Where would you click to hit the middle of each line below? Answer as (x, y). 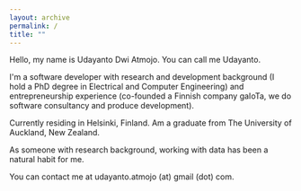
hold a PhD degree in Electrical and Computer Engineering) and (127, 87)
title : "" (28, 34)
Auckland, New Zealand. (55, 133)
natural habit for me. (47, 160)
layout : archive (40, 17)
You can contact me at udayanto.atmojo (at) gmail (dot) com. (122, 177)
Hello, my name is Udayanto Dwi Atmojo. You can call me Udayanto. (135, 60)
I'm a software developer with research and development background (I (142, 77)
